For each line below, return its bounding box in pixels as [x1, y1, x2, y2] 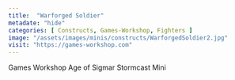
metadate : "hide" [8, 19, 66, 27]
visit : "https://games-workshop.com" [8, 41, 133, 49]
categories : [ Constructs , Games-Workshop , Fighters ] [8, 26, 193, 34]
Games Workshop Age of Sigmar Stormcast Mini [8, 63, 166, 72]
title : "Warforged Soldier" [8, 11, 104, 20]
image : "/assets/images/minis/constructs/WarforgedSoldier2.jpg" [8, 33, 228, 42]
